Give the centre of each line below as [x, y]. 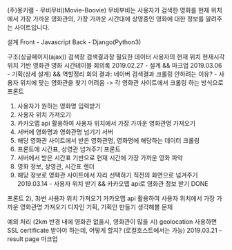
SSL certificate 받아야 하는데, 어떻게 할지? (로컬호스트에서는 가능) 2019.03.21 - [115, 230]
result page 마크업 [32, 239]
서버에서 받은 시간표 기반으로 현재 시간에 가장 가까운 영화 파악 [100, 158]
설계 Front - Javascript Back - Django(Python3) [74, 42]
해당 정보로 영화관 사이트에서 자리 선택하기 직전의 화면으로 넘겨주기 [107, 175]
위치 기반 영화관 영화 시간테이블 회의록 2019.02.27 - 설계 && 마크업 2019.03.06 [115, 65]
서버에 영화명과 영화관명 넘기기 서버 [65, 132]
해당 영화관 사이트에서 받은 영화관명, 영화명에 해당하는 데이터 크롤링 [108, 141]
